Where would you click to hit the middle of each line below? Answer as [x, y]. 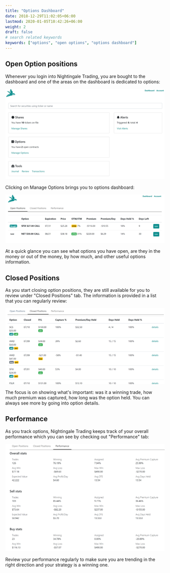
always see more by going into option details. [52, 403]
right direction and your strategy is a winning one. [57, 565]
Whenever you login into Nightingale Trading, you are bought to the [75, 76]
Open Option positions [41, 64]
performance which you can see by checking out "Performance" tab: [77, 436]
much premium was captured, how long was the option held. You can [77, 397]
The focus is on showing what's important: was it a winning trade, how [79, 392]
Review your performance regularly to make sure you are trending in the [80, 559]
